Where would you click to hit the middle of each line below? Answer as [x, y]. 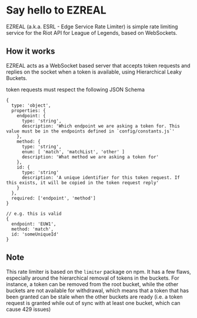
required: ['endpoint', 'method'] [54, 198]
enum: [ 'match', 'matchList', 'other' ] [73, 152]
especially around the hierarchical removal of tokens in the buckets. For [93, 278]
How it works [31, 52]
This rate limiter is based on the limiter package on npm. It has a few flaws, [98, 271]
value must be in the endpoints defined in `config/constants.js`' [91, 131]
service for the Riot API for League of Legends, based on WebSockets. [92, 32]
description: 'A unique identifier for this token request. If [101, 177]
